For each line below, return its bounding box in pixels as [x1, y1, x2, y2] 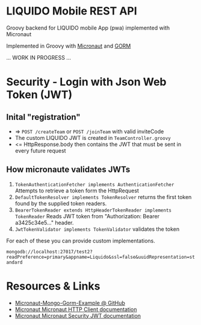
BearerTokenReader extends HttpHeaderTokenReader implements [14, 207, 172, 213]
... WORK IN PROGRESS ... [6, 54, 71, 61]
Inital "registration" [6, 112, 81, 122]
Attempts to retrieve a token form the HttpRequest [14, 187, 140, 194]
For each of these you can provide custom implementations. [6, 237, 155, 244]
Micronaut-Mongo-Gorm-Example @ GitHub [14, 299, 125, 306]
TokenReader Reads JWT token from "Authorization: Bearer [14, 212, 159, 219]
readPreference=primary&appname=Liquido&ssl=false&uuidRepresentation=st [6, 254, 196, 260]
